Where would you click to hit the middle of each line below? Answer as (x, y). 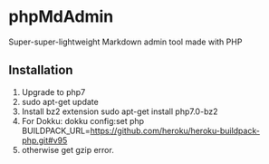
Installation (41, 70)
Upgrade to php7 (53, 92)
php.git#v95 (44, 140)
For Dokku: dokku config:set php (83, 121)
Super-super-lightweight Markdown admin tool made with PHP (125, 42)
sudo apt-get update (60, 101)
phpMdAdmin (61, 17)
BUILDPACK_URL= (56, 130)
